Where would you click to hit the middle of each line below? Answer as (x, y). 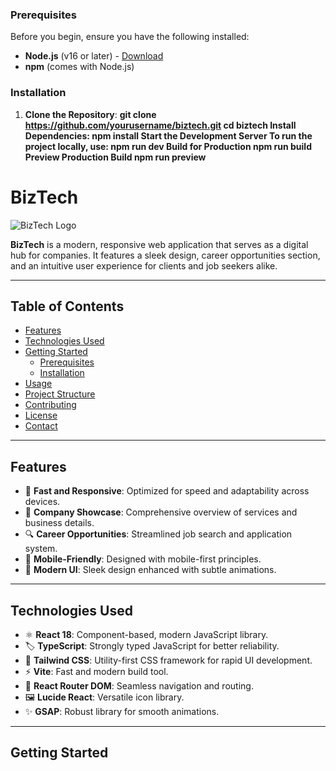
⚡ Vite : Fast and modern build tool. (96, 671)
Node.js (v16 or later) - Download (94, 56)
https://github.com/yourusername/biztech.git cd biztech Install (160, 125)
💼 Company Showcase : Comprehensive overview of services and (161, 512)
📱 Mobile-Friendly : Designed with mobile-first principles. (143, 559)
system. (41, 549)
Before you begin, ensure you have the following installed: (130, 37)
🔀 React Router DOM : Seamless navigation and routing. (139, 685)
